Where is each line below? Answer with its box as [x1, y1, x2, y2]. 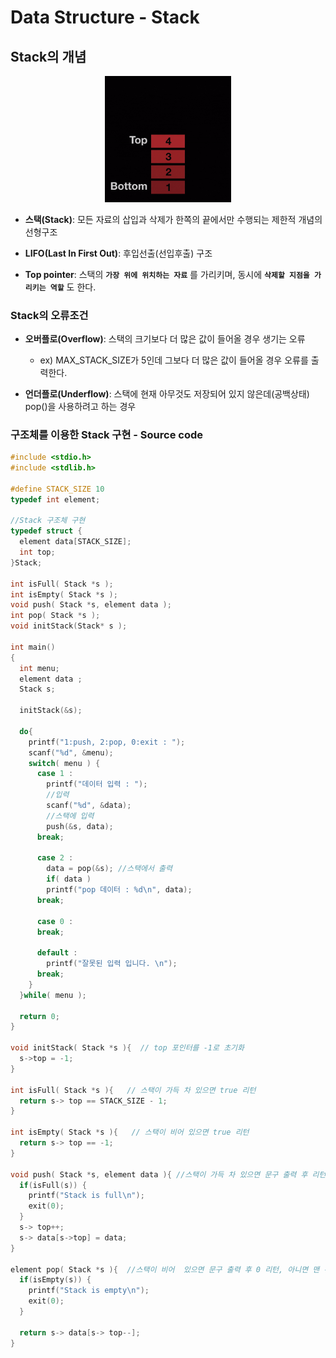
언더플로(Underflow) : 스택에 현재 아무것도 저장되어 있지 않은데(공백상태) [24, 387, 310, 400]
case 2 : [36, 853, 74, 863]
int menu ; [19, 663, 60, 673]
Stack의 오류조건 [10, 308, 89, 322]
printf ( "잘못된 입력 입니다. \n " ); [46, 959, 178, 969]
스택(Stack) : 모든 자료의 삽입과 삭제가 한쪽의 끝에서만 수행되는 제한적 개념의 [24, 213, 323, 225]
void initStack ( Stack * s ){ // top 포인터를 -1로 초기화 [10, 1043, 245, 1053]
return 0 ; [19, 1011, 60, 1021]
